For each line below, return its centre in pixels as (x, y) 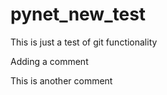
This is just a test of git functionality (84, 42)
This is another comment (61, 80)
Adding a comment (49, 61)
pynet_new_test (78, 14)
